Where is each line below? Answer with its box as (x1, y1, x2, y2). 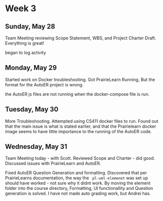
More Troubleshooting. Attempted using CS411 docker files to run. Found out (5, 118, 159, 124)
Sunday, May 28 (5, 22, 55, 31)
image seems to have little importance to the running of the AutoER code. (5, 128, 152, 134)
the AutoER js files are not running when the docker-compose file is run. (5, 91, 150, 97)
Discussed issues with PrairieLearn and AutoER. (5, 161, 101, 167)
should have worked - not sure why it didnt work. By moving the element (5, 180, 151, 186)
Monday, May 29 (5, 64, 57, 72)
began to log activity (5, 50, 46, 55)
